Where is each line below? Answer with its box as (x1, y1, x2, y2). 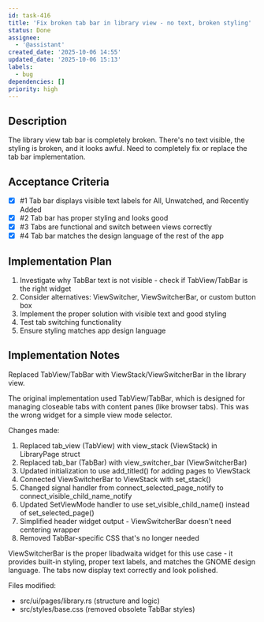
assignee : (8, 33, 41, 42)
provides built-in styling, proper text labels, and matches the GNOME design (8, 556, 256, 566)
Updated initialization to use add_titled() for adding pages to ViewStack (19, 466, 251, 475)
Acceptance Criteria (8, 175, 110, 188)
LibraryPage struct (19, 449, 80, 458)
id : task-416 (8, 11, 51, 20)
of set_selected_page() (19, 507, 95, 518)
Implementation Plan (8, 254, 113, 268)
